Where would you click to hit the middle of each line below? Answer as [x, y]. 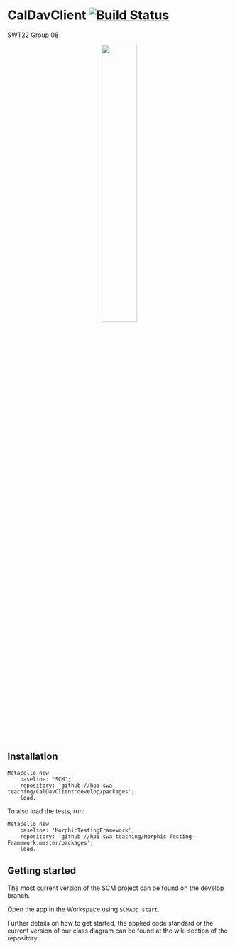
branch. [19, 895]
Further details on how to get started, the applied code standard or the [110, 923]
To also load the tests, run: [46, 811]
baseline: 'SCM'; [46, 779]
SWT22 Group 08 [33, 35]
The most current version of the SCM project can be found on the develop [116, 888]
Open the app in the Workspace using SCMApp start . [83, 909]
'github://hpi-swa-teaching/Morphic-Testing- [126, 836]
